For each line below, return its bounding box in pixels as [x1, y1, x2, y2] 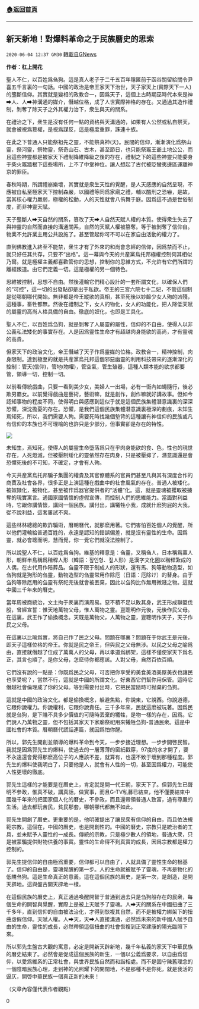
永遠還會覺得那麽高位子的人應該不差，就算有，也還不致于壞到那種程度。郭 [11, 754, 193, 761]
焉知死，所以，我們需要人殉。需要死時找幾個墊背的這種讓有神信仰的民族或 [6, 413, 188, 420]
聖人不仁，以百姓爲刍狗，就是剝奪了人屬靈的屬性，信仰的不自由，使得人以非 [6, 321, 193, 328]
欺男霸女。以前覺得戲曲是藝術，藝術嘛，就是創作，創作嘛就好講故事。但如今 [6, 391, 193, 398]
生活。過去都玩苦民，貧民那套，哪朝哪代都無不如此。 [6, 803, 136, 810]
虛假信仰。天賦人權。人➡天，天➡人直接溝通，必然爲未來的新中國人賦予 [11, 916, 188, 923]
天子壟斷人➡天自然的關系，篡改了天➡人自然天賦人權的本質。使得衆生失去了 [6, 216, 193, 223]
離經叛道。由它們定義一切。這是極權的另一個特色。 [6, 266, 131, 273]
